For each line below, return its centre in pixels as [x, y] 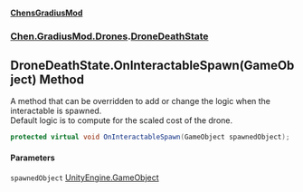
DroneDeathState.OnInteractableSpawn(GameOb [152, 65]
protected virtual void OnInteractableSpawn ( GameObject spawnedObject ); [150, 137]
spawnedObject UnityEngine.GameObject [85, 178]
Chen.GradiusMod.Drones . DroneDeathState [109, 36]
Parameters [33, 158]
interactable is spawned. [56, 111]
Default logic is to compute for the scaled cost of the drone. [122, 120]
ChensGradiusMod [47, 13]
